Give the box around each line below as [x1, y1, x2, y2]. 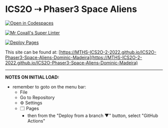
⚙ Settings [19, 99, 42, 105]
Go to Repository [19, 94, 55, 100]
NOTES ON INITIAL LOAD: [5, 74, 59, 80]
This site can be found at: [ [5, 49, 60, 55]
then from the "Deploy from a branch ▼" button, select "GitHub [27, 112, 158, 118]
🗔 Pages [19, 105, 39, 111]
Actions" [27, 117, 45, 123]
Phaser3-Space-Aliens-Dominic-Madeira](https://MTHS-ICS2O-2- [5, 54, 142, 60]
